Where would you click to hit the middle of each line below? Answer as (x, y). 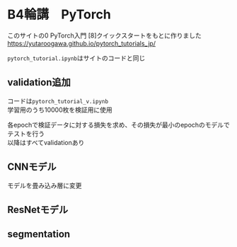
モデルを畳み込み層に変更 (45, 185)
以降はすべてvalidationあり (46, 142)
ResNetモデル (38, 209)
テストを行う (26, 133)
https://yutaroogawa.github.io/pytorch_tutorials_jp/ (82, 43)
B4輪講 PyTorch (59, 15)
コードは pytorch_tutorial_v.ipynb (58, 100)
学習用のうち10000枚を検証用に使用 (60, 110)
